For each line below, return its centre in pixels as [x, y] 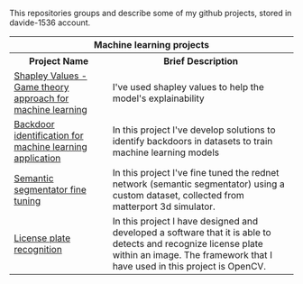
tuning [28, 201]
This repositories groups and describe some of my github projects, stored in [151, 13]
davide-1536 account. [50, 23]
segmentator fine [50, 190]
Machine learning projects [151, 45]
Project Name [59, 61]
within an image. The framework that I [193, 255]
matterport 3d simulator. [164, 206]
